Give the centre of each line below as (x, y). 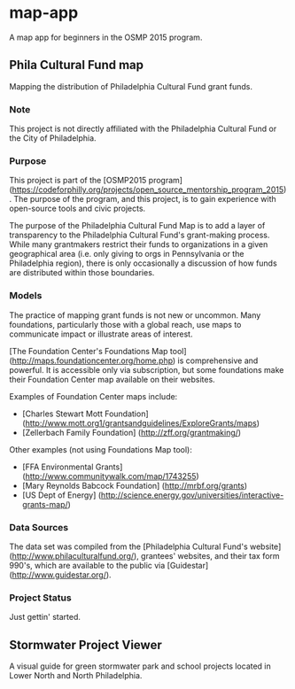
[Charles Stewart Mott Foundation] (85, 414)
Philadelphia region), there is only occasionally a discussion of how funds (143, 263)
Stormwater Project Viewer (85, 645)
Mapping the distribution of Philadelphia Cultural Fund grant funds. (131, 86)
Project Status (41, 598)
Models (26, 296)
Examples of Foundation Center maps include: (93, 396)
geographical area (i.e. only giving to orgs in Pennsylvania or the (127, 254)
